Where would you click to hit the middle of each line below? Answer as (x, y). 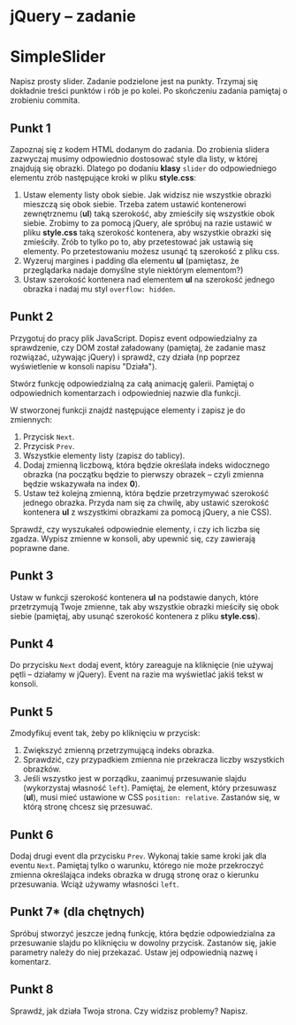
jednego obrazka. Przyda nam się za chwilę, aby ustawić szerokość (146, 502)
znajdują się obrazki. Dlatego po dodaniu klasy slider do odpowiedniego (144, 168)
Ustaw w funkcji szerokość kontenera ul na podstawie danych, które (134, 597)
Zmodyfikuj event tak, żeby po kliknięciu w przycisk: (105, 734)
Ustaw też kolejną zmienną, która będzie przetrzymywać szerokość (146, 493)
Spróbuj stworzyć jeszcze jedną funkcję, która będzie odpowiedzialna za (143, 933)
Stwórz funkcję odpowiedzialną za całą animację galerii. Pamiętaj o (132, 384)
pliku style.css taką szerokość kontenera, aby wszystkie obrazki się (147, 232)
